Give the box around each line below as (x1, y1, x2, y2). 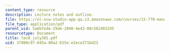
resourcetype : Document (5, 31, 56, 36)
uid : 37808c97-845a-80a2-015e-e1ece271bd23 (5, 40, 99, 45)
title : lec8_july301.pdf (5, 36, 58, 41)
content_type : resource (5, 7, 56, 13)
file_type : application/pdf (5, 21, 65, 27)
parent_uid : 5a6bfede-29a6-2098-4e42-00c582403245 (5, 26, 114, 31)
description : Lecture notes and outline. (5, 12, 94, 17)
